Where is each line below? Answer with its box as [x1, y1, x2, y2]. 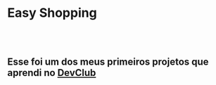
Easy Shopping [7, 5, 97, 21]
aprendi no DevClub [7, 67, 96, 79]
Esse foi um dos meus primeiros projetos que [7, 56, 209, 68]
